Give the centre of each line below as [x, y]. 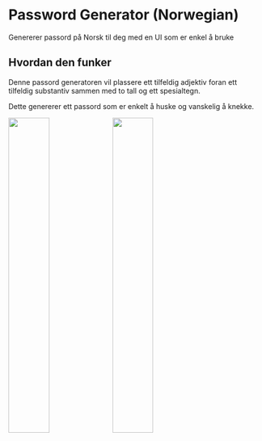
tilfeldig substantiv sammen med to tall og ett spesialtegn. [104, 90]
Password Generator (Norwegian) [124, 15]
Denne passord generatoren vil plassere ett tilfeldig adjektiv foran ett [123, 82]
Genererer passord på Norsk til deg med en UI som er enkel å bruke [121, 37]
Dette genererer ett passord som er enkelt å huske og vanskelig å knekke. [131, 106]
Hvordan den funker [60, 63]
